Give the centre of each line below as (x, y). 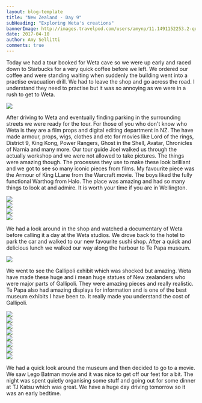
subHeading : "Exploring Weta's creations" (60, 23)
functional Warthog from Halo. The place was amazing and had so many (96, 181)
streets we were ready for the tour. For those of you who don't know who (97, 123)
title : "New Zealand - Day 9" (44, 17)
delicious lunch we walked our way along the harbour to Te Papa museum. (99, 248)
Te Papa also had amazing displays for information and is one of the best (96, 290)
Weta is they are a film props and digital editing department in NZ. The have (100, 130)
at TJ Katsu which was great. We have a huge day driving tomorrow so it (96, 387)
